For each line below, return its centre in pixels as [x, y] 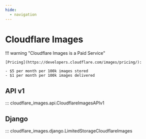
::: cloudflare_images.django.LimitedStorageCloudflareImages [69, 131]
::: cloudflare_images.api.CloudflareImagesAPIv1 [55, 103]
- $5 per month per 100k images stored [47, 71]
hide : [11, 10]
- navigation [23, 15]
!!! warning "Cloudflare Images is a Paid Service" [55, 53]
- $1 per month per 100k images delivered [50, 76]
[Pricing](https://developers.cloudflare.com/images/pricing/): [73, 62]
